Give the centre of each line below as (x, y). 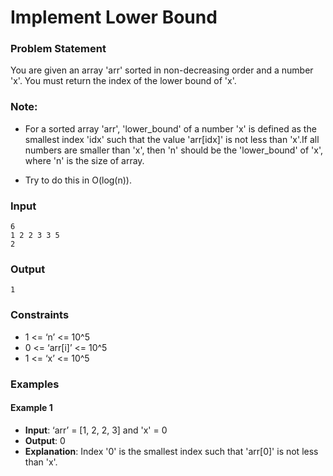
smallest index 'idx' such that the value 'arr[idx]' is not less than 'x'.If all (172, 139)
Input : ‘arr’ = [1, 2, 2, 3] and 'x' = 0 (96, 430)
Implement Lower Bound (114, 17)
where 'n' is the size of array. (84, 160)
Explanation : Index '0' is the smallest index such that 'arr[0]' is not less (171, 451)
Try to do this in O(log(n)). (78, 180)
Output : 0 (45, 440)
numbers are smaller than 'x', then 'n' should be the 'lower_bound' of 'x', (173, 150)
